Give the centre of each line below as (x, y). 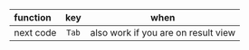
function (33, 17)
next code (35, 33)
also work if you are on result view (163, 33)
